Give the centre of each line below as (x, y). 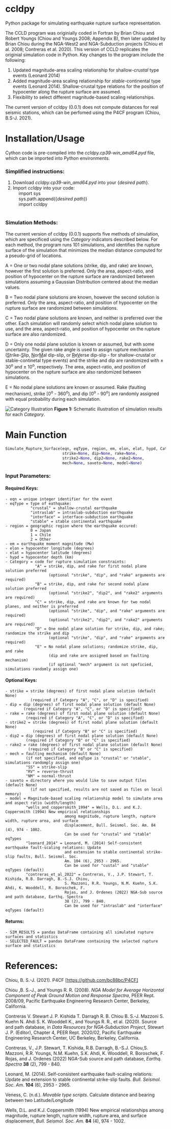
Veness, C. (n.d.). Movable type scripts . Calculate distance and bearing (80, 1095)
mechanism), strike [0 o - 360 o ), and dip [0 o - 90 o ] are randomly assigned (82, 393)
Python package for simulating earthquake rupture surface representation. (83, 23)
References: (32, 966)
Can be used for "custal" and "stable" (107, 865)
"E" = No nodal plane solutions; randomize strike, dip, (96, 647)
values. (13, 287)
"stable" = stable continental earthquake (76, 521)
